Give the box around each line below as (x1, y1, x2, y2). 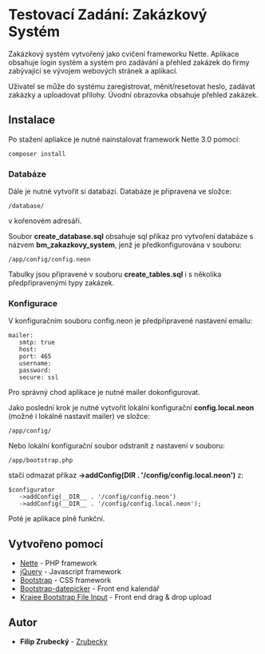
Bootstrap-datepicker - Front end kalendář (19, 584, 160, 593)
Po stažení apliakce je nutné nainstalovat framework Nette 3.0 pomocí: (8, 134, 241, 144)
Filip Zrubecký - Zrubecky (19, 636, 108, 646)
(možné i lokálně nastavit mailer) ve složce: (8, 412, 150, 421)
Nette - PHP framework (19, 558, 97, 568)
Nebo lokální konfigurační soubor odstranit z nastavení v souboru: (8, 441, 225, 451)
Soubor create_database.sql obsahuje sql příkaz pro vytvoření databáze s (8, 232, 254, 241)
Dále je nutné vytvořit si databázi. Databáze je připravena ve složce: (8, 186, 232, 197)
